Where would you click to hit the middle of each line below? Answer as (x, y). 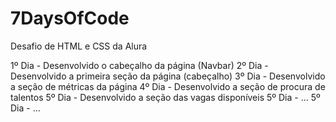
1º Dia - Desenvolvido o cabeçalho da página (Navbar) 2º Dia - (139, 65)
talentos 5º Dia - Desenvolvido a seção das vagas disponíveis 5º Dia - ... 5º (165, 97)
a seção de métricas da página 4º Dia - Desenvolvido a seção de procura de (168, 86)
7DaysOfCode (70, 18)
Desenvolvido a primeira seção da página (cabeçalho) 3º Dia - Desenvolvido (168, 76)
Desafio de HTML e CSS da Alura (79, 46)
